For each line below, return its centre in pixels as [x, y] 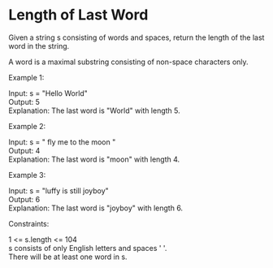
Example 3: [27, 175]
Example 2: [27, 126]
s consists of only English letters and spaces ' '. [88, 248]
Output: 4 [24, 150]
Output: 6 [24, 199]
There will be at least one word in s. [68, 257]
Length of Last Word [78, 15]
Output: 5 [24, 102]
